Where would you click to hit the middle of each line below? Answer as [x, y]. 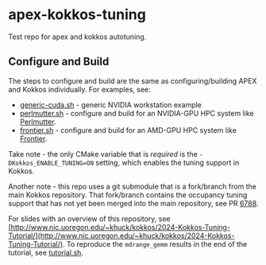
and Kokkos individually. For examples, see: [79, 89]
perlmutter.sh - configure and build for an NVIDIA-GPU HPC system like [137, 113]
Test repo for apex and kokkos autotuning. [77, 37]
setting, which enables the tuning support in [167, 162]
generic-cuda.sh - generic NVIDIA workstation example [111, 104]
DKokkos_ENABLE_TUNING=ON [51, 163]
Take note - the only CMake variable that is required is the [103, 154]
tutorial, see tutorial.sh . [46, 252]
